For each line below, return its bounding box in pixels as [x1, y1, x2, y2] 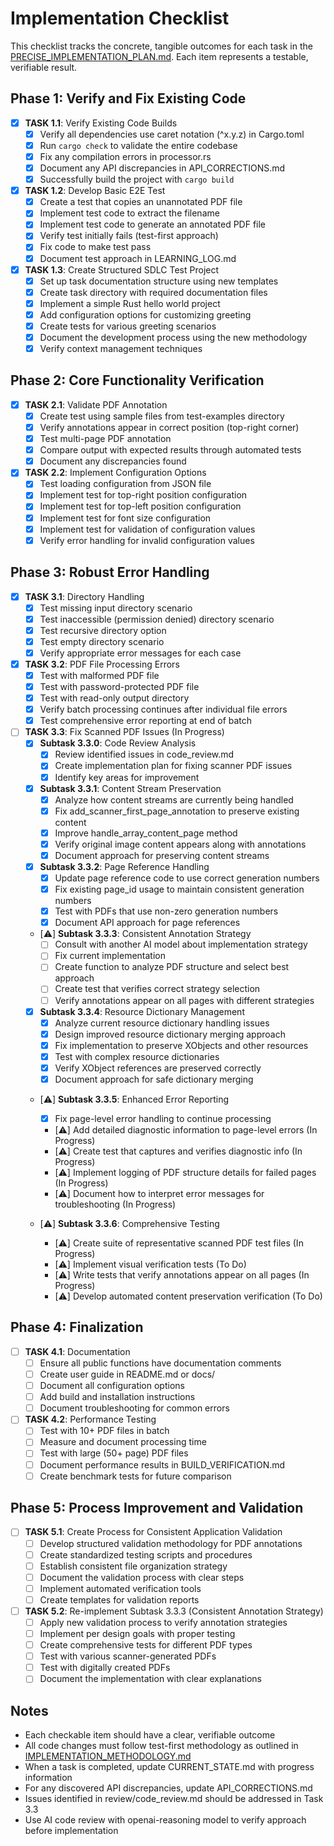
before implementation [24, 1825, 119, 1837]
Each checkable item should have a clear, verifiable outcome [24, 1729, 276, 1741]
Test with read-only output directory [39, 692, 190, 704]
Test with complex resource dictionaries [54, 1050, 220, 1062]
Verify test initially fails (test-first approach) [39, 230, 219, 242]
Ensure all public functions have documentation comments [39, 1357, 282, 1369]
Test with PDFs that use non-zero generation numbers [54, 905, 279, 917]
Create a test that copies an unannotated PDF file [39, 196, 243, 208]
